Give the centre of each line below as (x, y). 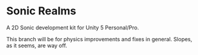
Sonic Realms (41, 11)
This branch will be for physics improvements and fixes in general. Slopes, (99, 39)
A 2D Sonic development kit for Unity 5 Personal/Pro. (73, 27)
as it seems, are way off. (37, 45)
